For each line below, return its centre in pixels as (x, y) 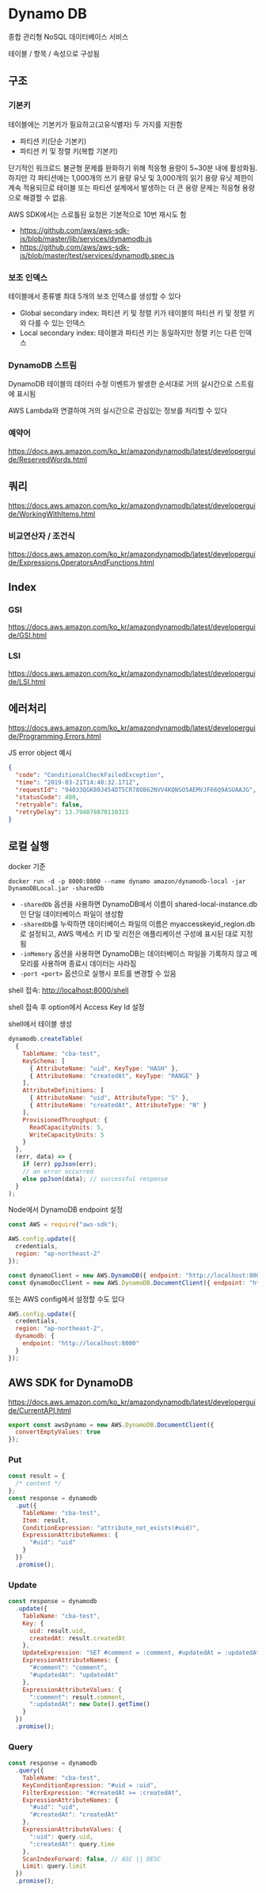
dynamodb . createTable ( (46, 1039)
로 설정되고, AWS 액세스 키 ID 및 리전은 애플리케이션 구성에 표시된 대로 (129, 934)
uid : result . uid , (58, 1631)
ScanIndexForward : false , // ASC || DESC (91, 1859)
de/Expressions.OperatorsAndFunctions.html (81, 562)
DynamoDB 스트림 (42, 365)
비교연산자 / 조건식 (42, 536)
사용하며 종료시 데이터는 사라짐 (89, 964)
